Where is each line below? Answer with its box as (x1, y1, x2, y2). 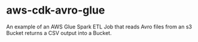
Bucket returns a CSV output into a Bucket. (6, 29, 112, 36)
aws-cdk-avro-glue (6, 4, 105, 17)
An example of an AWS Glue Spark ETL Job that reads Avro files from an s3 (6, 23, 193, 30)
